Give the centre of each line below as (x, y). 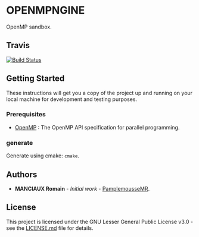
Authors (22, 174)
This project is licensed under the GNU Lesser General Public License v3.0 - (100, 222)
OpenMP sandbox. (29, 27)
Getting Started (35, 79)
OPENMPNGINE (46, 10)
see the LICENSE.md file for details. (50, 228)
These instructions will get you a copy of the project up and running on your (99, 93)
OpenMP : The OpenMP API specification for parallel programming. (97, 127)
